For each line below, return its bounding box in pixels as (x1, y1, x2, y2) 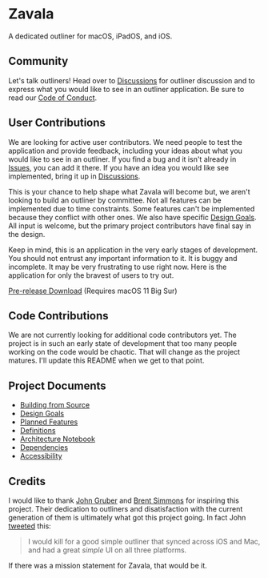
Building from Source (19, 400, 90, 410)
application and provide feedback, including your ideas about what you (8, 146, 242, 155)
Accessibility (19, 452, 62, 461)
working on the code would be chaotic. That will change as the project (8, 347, 241, 357)
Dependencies (19, 443, 69, 452)
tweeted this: (8, 521, 52, 531)
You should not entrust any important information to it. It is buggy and (8, 253, 238, 263)
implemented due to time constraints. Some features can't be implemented (8, 203, 255, 213)
